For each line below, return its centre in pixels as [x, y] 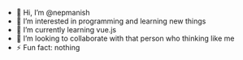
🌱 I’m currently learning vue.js [66, 30]
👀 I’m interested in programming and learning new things [111, 21]
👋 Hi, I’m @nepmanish [53, 13]
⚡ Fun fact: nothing [48, 47]
